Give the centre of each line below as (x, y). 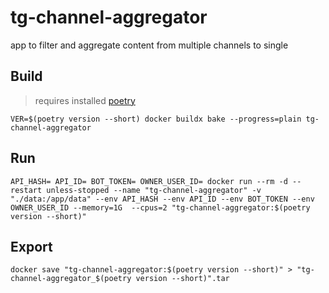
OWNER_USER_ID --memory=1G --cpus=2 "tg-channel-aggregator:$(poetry (160, 207)
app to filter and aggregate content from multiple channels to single (149, 45)
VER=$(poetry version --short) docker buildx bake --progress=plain (156, 119)
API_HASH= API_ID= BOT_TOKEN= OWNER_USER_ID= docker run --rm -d (149, 181)
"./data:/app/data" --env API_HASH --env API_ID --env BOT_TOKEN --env (162, 199)
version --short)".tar (182, 279)
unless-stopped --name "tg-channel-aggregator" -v (154, 190)
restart (26, 190)
